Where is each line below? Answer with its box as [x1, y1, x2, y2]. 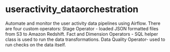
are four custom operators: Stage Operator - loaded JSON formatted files [5, 25, 159, 31]
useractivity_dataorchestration [5, 4, 139, 15]
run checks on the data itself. [5, 41, 66, 47]
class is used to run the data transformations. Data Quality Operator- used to [5, 36, 165, 42]
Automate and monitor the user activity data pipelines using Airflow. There [5, 20, 161, 26]
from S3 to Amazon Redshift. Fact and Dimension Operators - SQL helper [5, 31, 158, 37]
